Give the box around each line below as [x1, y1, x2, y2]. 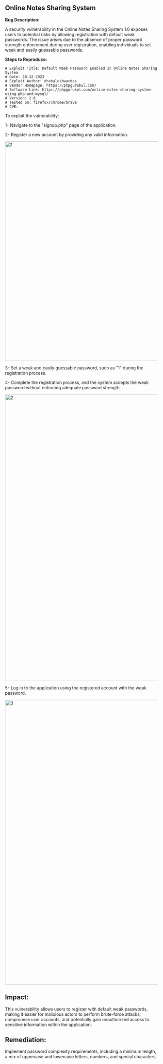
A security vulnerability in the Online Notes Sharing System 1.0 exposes [5, 26, 148, 32]
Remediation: [5, 1036, 47, 1044]
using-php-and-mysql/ [5, 91, 49, 96]
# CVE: [5, 104, 18, 109]
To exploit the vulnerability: [5, 113, 59, 118]
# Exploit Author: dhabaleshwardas [5, 78, 77, 83]
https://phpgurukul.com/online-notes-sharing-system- [42, 87, 153, 92]
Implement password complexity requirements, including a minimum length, [5, 1048, 157, 1054]
